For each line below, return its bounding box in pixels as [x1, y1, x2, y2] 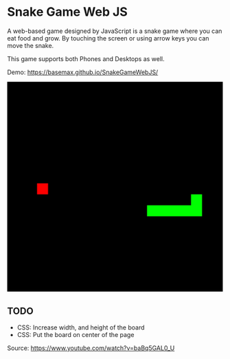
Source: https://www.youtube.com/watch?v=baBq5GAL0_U [7, 344, 175, 352]
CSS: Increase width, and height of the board [16, 323, 146, 332]
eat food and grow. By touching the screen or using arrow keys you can [7, 34, 209, 42]
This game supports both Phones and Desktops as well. [7, 54, 165, 62]
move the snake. [7, 41, 54, 49]
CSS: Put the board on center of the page [16, 330, 135, 338]
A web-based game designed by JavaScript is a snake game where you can [7, 27, 222, 35]
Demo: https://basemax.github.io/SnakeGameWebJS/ [7, 68, 159, 76]
